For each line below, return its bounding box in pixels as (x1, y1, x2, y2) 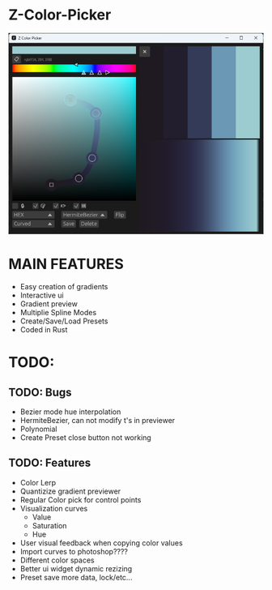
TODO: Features (8, 456, 91, 470)
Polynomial (19, 424, 57, 434)
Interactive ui (19, 290, 64, 301)
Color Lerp (19, 477, 57, 487)
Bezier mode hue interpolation (19, 407, 121, 417)
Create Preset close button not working (19, 433, 151, 442)
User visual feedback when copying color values (19, 537, 184, 548)
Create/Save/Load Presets (19, 316, 108, 326)
